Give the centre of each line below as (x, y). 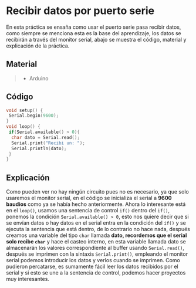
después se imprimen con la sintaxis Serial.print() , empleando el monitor (97, 254)
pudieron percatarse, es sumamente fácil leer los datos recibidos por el (92, 267)
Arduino (39, 78)
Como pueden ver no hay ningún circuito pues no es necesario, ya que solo (97, 192)
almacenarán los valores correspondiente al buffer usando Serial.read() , (95, 248)
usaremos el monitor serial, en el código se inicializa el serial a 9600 (89, 198)
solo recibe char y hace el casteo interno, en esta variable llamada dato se (96, 242)
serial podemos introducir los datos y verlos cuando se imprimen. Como (93, 260)
